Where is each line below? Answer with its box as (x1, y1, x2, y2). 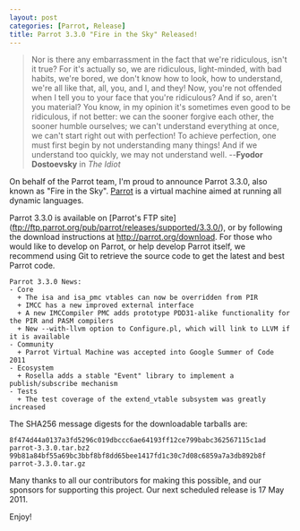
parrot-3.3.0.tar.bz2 (9, 444, 90, 453)
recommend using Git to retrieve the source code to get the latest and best (9, 251, 285, 261)
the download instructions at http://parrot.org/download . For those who (9, 232, 273, 243)
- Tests (9, 387, 39, 397)
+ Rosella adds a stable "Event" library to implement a (17, 372, 235, 381)
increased (9, 403, 47, 412)
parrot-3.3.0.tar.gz (9, 459, 87, 468)
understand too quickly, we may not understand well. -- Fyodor (30, 150, 263, 160)
